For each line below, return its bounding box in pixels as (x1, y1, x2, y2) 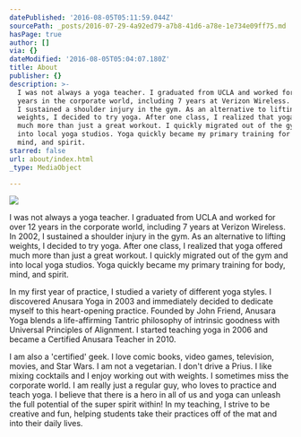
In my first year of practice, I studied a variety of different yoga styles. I (9, 287, 271, 297)
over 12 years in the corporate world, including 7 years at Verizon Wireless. (9, 221, 287, 233)
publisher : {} (9, 72, 63, 81)
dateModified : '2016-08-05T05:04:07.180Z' (9, 55, 170, 64)
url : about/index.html (9, 154, 94, 164)
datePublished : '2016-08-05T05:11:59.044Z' (9, 13, 175, 22)
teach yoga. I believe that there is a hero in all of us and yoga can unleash (9, 390, 281, 400)
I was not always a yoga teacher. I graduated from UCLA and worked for (9, 212, 276, 223)
